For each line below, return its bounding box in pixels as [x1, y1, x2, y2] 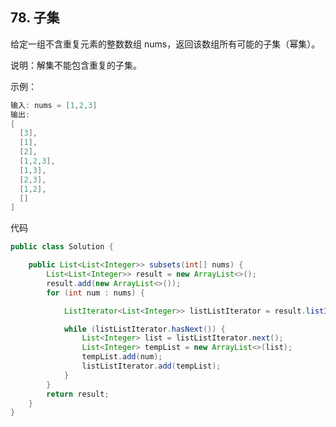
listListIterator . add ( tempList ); [81, 361, 222, 372]
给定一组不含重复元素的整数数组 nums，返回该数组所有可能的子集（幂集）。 [10, 38, 321, 50]
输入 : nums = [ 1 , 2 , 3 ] [10, 100, 98, 110]
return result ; [46, 389, 110, 399]
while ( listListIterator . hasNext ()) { [63, 324, 226, 334]
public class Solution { [10, 242, 114, 252]
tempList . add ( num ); [81, 352, 163, 362]
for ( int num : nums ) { [46, 288, 145, 298]
